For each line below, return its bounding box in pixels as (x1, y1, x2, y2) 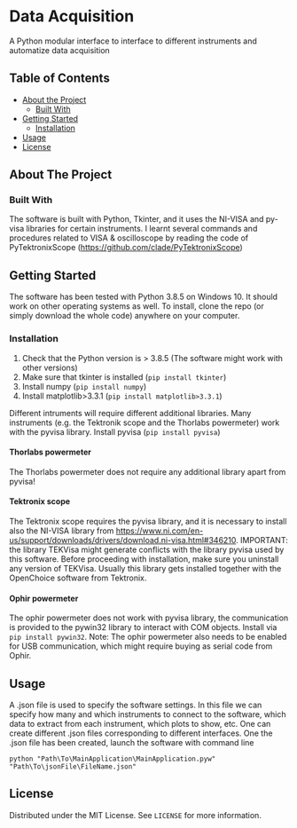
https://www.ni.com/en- (115, 525, 204, 536)
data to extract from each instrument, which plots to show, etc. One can (9, 718, 271, 729)
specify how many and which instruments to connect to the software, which (9, 708, 286, 720)
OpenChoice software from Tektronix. (9, 572, 147, 583)
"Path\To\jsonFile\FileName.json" (9, 761, 137, 771)
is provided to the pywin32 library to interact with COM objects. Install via (9, 622, 277, 633)
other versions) (21, 362, 78, 373)
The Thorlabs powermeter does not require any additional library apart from (9, 466, 286, 477)
